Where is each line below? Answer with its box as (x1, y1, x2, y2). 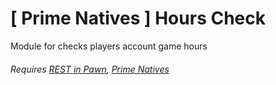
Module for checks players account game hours (10, 40, 208, 52)
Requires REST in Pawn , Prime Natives (10, 63, 170, 75)
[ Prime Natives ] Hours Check (10, 7, 266, 30)
